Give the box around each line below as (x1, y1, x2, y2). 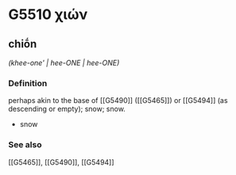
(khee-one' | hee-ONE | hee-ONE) (8, 58, 120, 67)
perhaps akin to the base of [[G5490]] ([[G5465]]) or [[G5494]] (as (8, 96, 228, 105)
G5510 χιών (8, 6, 88, 24)
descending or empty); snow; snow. (8, 105, 126, 114)
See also (8, 139, 42, 150)
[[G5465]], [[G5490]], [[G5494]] (8, 157, 114, 167)
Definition (8, 78, 48, 89)
